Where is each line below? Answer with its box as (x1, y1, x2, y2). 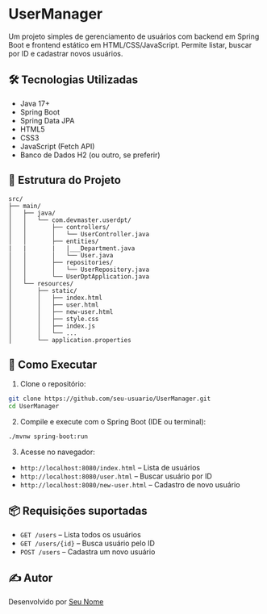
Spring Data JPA (19, 115, 75, 125)
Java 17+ (19, 98, 50, 108)
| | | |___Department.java (8, 244, 136, 253)
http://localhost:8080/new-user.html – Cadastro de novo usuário (19, 480, 240, 489)
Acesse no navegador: (19, 447, 95, 457)
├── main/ (8, 202, 42, 210)
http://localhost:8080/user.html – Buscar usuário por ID (19, 471, 212, 481)
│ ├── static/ (8, 286, 78, 294)
